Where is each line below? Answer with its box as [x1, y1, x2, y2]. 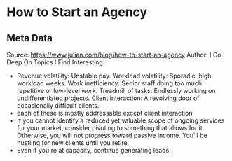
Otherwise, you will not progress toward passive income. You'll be [16, 131, 207, 139]
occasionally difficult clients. [16, 101, 100, 109]
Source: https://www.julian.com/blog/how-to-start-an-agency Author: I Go [6, 50, 221, 59]
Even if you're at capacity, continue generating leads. [16, 146, 171, 154]
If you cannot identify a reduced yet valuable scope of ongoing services [16, 116, 225, 125]
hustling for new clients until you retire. [16, 139, 130, 147]
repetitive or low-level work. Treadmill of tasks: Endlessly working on [16, 87, 216, 94]
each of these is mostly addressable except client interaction [16, 109, 193, 117]
